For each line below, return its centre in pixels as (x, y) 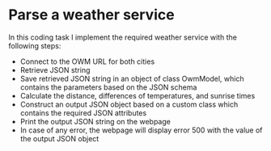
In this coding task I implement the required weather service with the (123, 37)
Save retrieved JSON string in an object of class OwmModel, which (132, 78)
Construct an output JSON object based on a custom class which (129, 104)
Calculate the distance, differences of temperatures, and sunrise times (138, 95)
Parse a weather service (92, 15)
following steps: (35, 45)
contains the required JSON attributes (83, 113)
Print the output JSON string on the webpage (95, 121)
